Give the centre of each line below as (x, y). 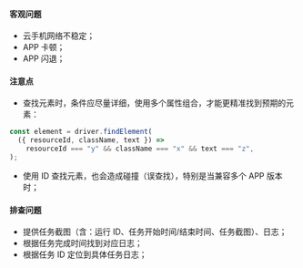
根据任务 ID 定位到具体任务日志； (85, 254)
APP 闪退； (44, 58)
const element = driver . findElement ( (81, 132)
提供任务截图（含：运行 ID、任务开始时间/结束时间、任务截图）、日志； (155, 232)
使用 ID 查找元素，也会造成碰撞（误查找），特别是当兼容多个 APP (144, 175)
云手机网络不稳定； (59, 36)
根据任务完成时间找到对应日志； (82, 243)
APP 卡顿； (44, 47)
